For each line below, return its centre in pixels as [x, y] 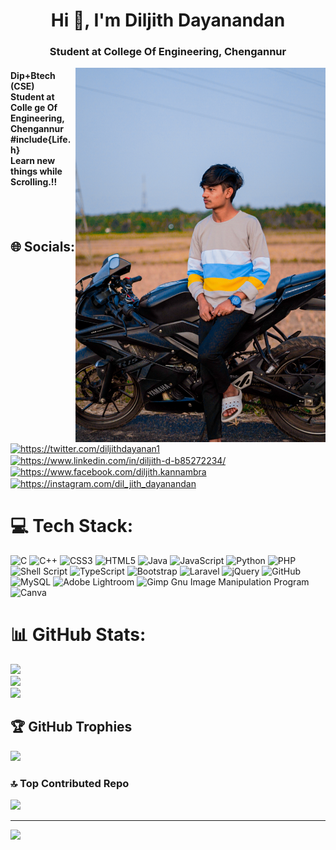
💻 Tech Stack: [72, 526]
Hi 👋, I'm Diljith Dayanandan [168, 20]
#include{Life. [41, 139]
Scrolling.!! [34, 181]
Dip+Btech [33, 75]
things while [36, 171]
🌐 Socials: [43, 246]
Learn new [33, 160]
